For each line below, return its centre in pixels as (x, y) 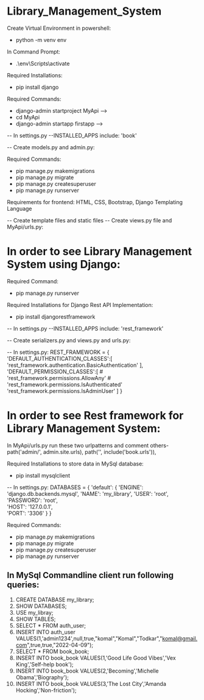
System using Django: (64, 265)
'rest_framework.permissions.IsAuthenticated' (65, 384)
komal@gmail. (180, 638)
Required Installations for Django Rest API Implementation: (80, 305)
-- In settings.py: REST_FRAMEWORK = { (58, 352)
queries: (23, 585)
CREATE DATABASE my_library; (55, 599)
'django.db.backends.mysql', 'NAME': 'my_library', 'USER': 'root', (88, 493)
